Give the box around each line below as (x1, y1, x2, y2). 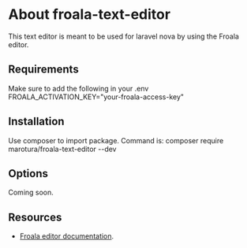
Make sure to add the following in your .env (8, 83, 149, 93)
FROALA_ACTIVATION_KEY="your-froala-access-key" (8, 92, 184, 102)
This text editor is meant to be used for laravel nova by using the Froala (8, 31, 239, 41)
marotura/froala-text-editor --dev (8, 144, 117, 154)
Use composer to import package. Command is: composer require (8, 135, 224, 145)
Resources (8, 210, 62, 224)
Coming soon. (8, 187, 54, 198)
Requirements (8, 63, 79, 76)
